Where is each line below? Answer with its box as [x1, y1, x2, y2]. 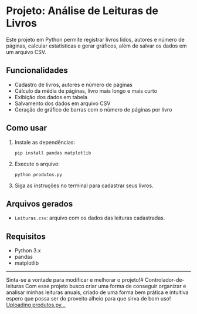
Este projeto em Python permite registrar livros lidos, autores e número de [6, 36, 185, 43]
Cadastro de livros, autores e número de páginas [14, 81, 133, 88]
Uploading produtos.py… [6, 301, 66, 309]
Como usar [6, 123, 47, 133]
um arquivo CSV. [6, 48, 47, 55]
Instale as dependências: [14, 139, 75, 146]
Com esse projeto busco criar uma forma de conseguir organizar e [25, 283, 186, 290]
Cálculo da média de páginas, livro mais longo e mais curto [14, 87, 157, 94]
